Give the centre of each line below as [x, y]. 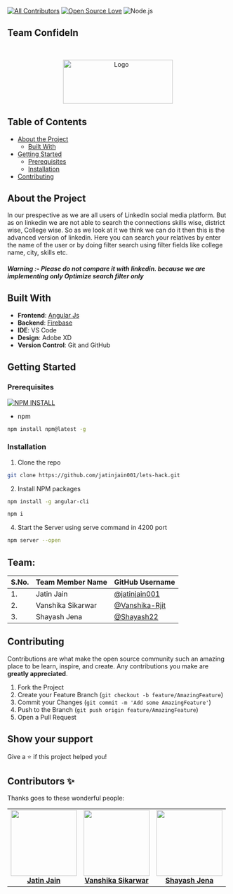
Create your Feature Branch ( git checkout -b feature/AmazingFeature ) [120, 694]
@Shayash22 [136, 617]
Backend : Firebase [45, 323]
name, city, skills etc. [38, 252]
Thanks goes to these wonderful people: [66, 798]
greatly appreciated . [38, 673]
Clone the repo [39, 462]
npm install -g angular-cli [48, 501]
